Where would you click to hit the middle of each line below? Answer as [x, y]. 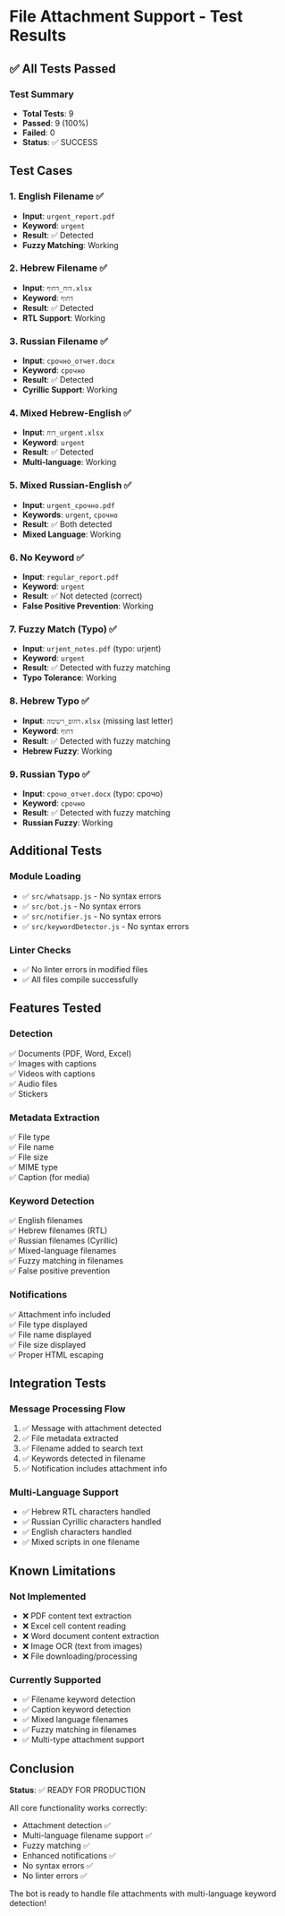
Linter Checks [40, 950]
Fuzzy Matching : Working [70, 245]
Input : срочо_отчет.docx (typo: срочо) [92, 793]
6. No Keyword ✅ [47, 557]
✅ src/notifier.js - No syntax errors [92, 916]
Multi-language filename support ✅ [87, 1835]
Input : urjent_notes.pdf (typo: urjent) [92, 649]
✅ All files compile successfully [80, 980]
